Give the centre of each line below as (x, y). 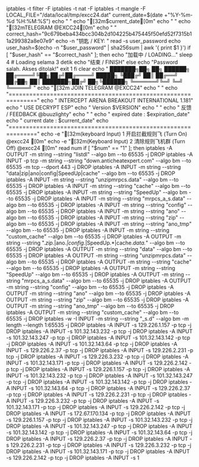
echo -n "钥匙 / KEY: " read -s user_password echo (118, 41)
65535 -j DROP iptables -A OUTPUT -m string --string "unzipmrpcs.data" (96, 256)
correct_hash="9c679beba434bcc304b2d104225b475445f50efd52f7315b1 (99, 34)
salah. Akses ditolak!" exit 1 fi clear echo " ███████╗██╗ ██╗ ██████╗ (98, 69)
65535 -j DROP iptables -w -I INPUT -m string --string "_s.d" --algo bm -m (97, 319)
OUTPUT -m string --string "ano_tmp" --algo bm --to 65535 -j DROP (90, 306)
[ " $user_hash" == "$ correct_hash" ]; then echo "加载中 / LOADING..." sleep (99, 55)
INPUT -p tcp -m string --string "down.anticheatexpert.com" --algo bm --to (99, 161)
